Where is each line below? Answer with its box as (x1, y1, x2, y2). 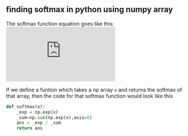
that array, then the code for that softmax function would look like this (6, 92, 173, 99)
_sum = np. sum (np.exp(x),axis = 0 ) (16, 114, 93, 120)
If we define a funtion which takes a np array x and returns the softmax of (6, 86, 182, 93)
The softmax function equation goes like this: (6, 20, 115, 27)
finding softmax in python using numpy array (6, 5, 173, 15)
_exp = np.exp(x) (16, 109, 59, 115)
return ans (16, 125, 43, 131)
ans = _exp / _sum (16, 120, 61, 126)
